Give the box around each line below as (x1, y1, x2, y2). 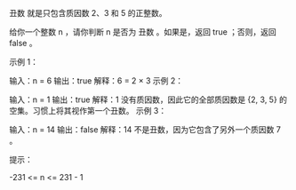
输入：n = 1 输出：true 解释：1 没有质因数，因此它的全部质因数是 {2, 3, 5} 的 (9, 94, 287, 105)
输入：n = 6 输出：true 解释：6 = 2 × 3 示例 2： (9, 75, 184, 86)
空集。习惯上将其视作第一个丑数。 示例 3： (9, 106, 167, 115)
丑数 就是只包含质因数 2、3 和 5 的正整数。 (9, 8, 167, 18)
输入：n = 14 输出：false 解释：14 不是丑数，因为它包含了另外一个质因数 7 (9, 124, 282, 135)
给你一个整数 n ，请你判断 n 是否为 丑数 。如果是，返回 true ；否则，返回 (9, 27, 277, 37)
